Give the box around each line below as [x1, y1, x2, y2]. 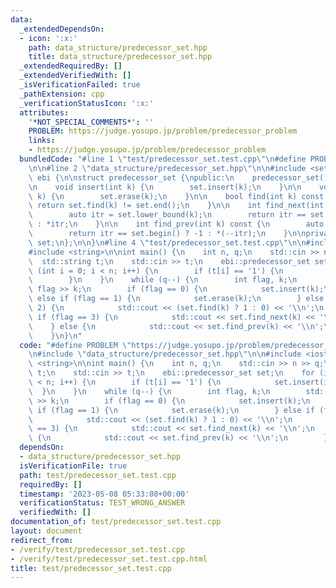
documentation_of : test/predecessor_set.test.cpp [10, 517, 222, 527]
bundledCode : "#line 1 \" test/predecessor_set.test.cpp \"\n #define [19, 154, 307, 164]
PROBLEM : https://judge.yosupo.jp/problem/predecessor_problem [28, 126, 298, 136]
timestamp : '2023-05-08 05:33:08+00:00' [19, 489, 190, 499]
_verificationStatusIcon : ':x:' [19, 98, 155, 108]
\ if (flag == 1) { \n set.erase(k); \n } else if [28, 405, 315, 415]
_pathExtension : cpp [19, 89, 105, 99]
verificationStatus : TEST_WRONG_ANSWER [19, 498, 186, 508]
